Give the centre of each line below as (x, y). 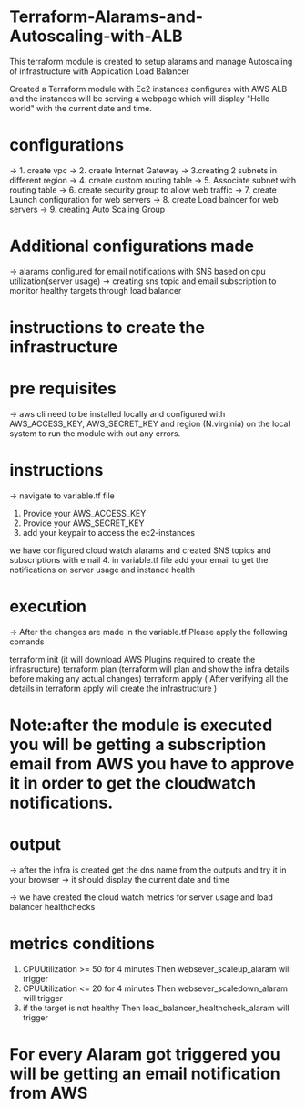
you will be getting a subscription (138, 745)
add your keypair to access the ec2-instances (109, 532)
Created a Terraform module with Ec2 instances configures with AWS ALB (148, 89)
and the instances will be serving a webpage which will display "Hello (140, 99)
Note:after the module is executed (141, 725)
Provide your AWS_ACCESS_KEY (84, 513)
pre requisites (63, 389)
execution (48, 606)
